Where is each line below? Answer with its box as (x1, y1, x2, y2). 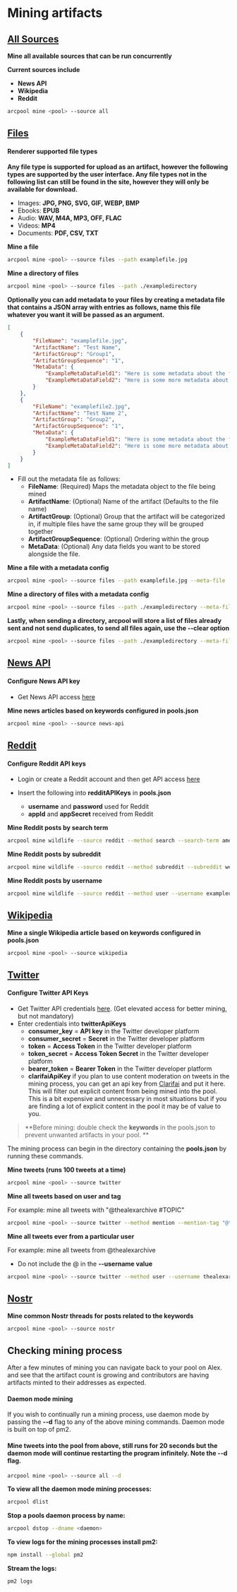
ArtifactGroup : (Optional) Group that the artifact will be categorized (28, 512, 226, 521)
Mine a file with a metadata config (7, 564, 109, 572)
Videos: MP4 (17, 221, 56, 230)
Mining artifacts (7, 5, 103, 21)
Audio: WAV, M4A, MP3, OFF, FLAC (17, 214, 122, 222)
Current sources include (7, 66, 80, 73)
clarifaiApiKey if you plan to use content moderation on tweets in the (28, 1072, 230, 1081)
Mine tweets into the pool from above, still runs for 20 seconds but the (7, 1441, 218, 1449)
